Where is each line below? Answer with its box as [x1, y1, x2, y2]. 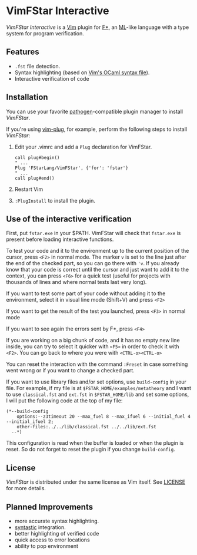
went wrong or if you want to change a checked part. [6, 367, 135, 374]
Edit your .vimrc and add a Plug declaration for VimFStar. [14, 143, 152, 150]
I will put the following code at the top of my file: [6, 397, 123, 404]
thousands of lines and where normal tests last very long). [6, 279, 147, 286]
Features [6, 47, 39, 57]
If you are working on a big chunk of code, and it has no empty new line [6, 337, 181, 344]
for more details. [6, 485, 46, 492]
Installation [6, 92, 48, 103]
